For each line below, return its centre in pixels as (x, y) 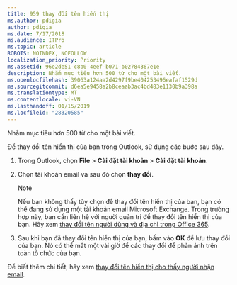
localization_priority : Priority (57, 60)
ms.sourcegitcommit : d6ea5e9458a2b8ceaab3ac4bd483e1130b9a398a (103, 86)
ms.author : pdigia (34, 21)
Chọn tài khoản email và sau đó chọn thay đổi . (85, 174)
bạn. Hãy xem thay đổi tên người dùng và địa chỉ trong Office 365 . (114, 224)
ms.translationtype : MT (42, 93)
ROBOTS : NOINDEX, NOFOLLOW (47, 54)
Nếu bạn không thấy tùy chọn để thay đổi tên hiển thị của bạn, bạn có (119, 201)
